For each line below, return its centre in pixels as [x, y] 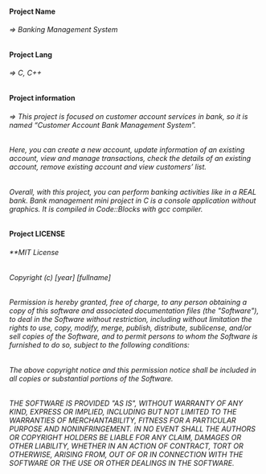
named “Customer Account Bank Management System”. [102, 125]
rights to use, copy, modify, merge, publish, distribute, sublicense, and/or [130, 328]
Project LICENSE [37, 234]
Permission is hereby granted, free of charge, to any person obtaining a [128, 303]
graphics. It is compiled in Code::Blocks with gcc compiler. [106, 208]
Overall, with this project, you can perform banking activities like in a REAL [133, 192]
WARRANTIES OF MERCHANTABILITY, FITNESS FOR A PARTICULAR [123, 420]
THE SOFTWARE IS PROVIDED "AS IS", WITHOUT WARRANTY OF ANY [126, 403]
